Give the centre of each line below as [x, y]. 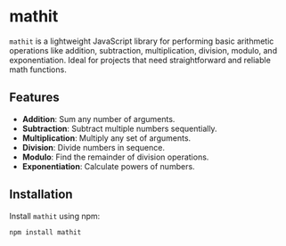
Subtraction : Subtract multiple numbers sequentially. [119, 128]
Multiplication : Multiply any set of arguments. [106, 138]
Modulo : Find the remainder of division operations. [115, 157]
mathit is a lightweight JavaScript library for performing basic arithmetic [142, 41]
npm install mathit [45, 232]
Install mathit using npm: [55, 216]
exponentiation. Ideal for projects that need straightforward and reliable [140, 60]
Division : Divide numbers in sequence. [93, 147]
